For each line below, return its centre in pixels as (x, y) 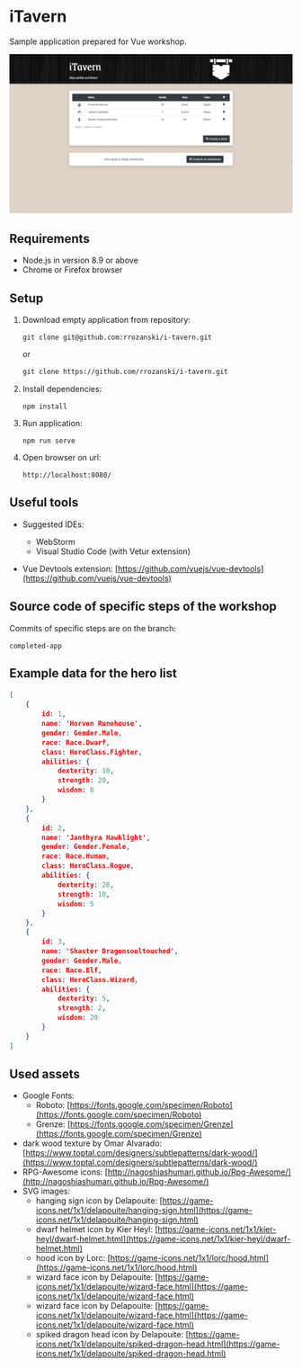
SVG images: (46, 1191)
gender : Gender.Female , (86, 847)
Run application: (52, 423)
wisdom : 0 (75, 790)
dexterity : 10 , (86, 771)
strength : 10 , (84, 894)
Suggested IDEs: (53, 524)
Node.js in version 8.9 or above (80, 260)
